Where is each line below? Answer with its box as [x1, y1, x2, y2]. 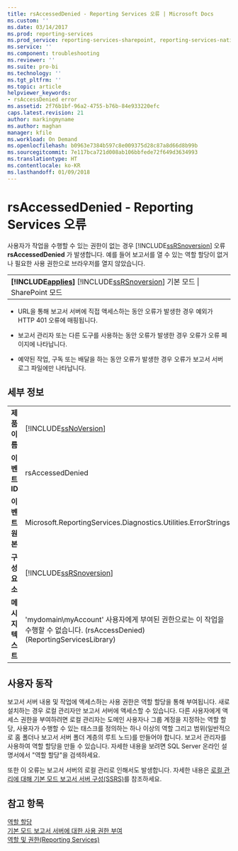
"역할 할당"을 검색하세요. [31, 751, 101, 760]
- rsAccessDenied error [7, 96, 78, 104]
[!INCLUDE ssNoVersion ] [25, 423, 106, 433]
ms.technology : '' [7, 69, 62, 77]
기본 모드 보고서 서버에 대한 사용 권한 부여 [7, 827, 123, 835]
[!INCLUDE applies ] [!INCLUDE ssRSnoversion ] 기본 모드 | [11, 277, 200, 287]
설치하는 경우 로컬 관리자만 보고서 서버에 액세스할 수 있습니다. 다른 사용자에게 [7, 706, 221, 715]
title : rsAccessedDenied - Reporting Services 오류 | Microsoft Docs [7, 10, 214, 18]
